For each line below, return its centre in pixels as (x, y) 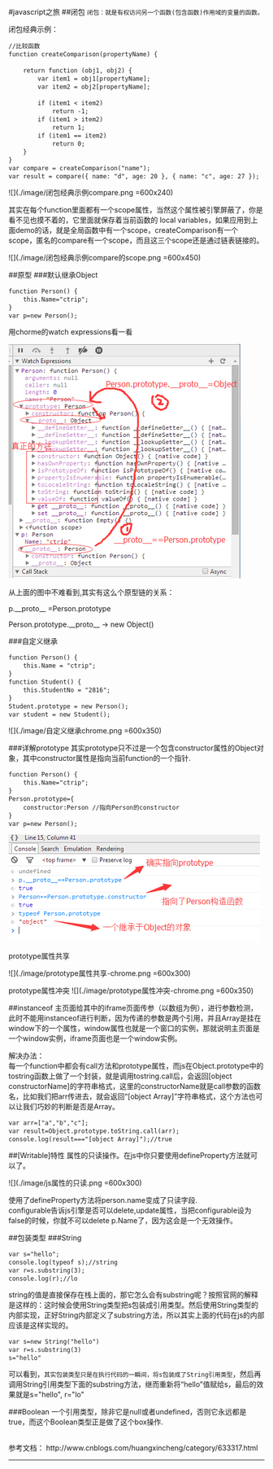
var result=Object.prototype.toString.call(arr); (94, 1131)
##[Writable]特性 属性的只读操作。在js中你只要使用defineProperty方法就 (130, 1155)
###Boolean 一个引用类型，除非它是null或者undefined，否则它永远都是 (128, 1412)
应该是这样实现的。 (41, 1325)
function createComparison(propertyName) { (83, 55)
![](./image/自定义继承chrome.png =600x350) (85, 730)
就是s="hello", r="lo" (50, 1395)
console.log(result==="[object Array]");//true (91, 1139)
